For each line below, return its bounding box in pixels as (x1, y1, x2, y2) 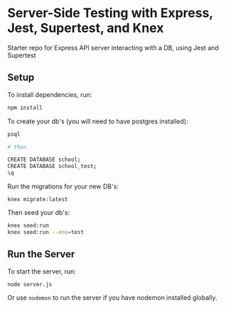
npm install (7, 104, 43, 111)
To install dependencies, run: (7, 90, 92, 99)
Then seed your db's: (7, 208, 70, 217)
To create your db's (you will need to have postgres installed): (7, 117, 188, 125)
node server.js (7, 281, 53, 288)
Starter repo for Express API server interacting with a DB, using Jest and (7, 43, 219, 52)
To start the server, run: (7, 267, 77, 276)
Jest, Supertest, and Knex (7, 20, 164, 36)
